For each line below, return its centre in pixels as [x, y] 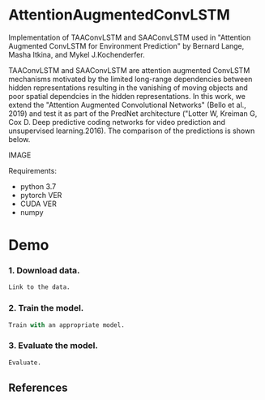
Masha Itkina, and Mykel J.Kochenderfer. [77, 54]
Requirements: [32, 170]
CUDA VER [38, 204]
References [38, 388]
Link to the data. [39, 287]
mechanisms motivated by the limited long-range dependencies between [130, 79]
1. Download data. [44, 271]
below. [19, 139]
